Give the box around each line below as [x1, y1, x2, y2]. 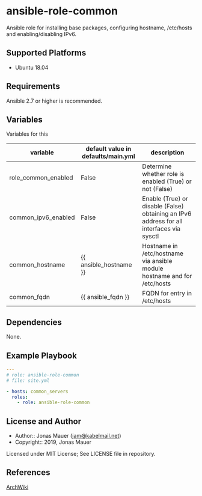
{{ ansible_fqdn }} [81, 293, 130, 301]
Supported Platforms [6, 48, 87, 58]
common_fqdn [9, 293, 50, 301]
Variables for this [6, 130, 48, 138]
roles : [11, 394, 28, 400]
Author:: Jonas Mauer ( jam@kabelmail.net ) [14, 432, 121, 440]
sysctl [142, 232, 159, 241]
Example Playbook [6, 350, 77, 361]
